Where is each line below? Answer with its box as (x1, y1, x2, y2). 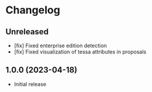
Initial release (13, 80, 46, 87)
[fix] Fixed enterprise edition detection (13, 42, 107, 49)
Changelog (5, 3, 60, 17)
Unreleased (5, 27, 49, 37)
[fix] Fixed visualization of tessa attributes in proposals (13, 48, 147, 55)
